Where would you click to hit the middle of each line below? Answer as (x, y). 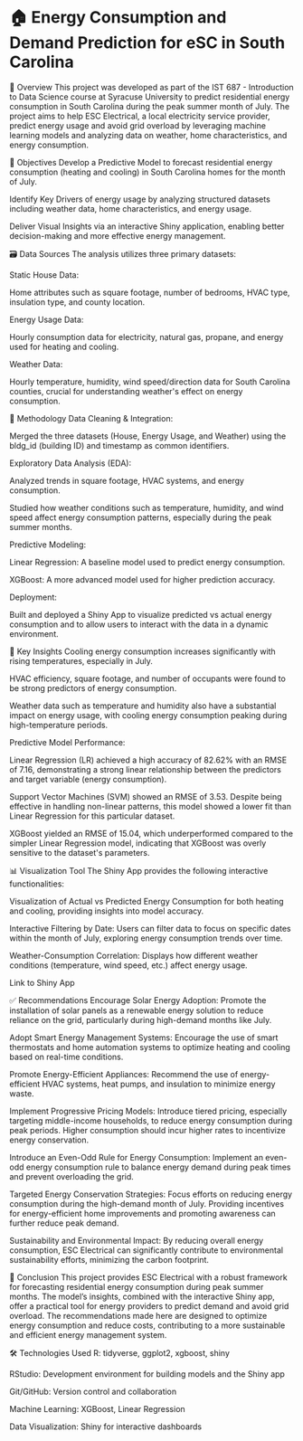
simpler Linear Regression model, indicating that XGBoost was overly (138, 843)
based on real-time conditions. (66, 1057)
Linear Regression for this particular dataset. (92, 816)
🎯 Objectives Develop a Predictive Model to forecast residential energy (141, 162)
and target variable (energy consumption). (88, 779)
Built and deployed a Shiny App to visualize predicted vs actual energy (141, 614)
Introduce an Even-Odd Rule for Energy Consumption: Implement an (137, 1157)
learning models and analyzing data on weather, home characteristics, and (148, 135)
